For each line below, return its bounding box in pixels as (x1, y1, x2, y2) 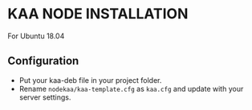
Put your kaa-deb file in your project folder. (18, 75, 162, 84)
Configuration (7, 54, 79, 68)
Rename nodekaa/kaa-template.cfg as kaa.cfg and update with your (18, 84, 244, 93)
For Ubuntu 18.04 (7, 31, 65, 41)
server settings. (18, 92, 71, 102)
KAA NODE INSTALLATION (7, 5, 189, 23)
